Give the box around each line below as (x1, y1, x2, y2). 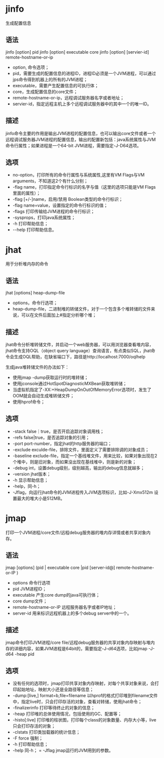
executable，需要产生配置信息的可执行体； (12, 82, 99, 88)
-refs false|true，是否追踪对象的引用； (12, 434, 90, 440)
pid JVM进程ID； (12, 586, 47, 592)
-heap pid (15, 651, 35, 657)
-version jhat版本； (12, 471, 51, 477)
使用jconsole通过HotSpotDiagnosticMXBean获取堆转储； (12, 380, 127, 386)
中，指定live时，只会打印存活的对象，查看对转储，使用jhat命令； (12, 699, 143, 705)
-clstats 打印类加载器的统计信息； (12, 729, 81, 735)
